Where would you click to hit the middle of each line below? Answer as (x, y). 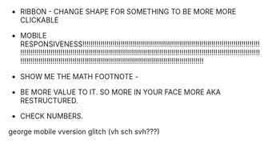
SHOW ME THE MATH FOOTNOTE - (79, 76)
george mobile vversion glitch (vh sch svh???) (84, 132)
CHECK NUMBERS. (52, 116)
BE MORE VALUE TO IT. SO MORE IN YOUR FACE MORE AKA (120, 92)
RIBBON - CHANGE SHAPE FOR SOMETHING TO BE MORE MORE (128, 12)
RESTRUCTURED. (49, 100)
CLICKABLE (39, 20)
